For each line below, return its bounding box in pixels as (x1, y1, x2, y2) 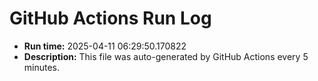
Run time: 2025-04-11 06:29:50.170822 (23, 40, 187, 52)
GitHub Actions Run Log (9, 7, 212, 30)
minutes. (23, 61, 61, 73)
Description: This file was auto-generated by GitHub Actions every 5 (23, 50, 309, 62)
